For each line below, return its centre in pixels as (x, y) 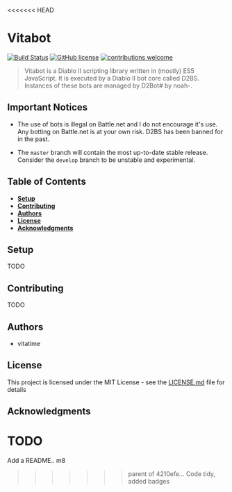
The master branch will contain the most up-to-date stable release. (113, 152)
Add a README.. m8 (36, 461)
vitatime (28, 344)
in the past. (33, 139)
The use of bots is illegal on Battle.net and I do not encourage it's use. (117, 124)
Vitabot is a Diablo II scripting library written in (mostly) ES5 (109, 71)
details (17, 389)
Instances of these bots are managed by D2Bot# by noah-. (108, 85)
